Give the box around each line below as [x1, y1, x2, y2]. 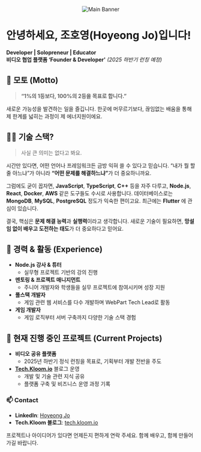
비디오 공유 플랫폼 [14, 350, 57, 358]
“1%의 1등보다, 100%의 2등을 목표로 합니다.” [20, 92, 127, 99]
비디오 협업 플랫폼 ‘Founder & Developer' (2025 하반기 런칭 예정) [6, 56, 163, 63]
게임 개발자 [14, 307, 41, 314]
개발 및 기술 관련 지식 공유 [23, 373, 85, 380]
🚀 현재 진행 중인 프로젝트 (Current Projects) [6, 333, 163, 343]
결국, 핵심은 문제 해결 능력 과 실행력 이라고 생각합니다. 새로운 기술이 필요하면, [6, 217, 184, 225]
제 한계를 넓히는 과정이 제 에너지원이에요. [6, 112, 103, 120]
